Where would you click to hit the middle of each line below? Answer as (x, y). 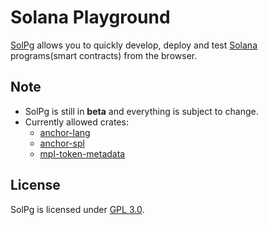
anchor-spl (62, 143)
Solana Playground (90, 17)
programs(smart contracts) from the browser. (104, 55)
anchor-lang (65, 132)
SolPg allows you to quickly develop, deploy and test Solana (134, 45)
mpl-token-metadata (82, 153)
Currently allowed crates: (76, 122)
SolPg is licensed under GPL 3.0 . (77, 209)
